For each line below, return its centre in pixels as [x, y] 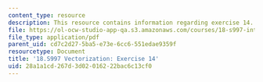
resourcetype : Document [47, 52]
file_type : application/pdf [54, 37]
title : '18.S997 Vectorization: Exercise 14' [83, 59]
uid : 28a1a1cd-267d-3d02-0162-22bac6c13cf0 [80, 66]
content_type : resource [47, 15]
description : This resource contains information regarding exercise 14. [131, 23]
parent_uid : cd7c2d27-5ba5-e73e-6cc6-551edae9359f [92, 45]
